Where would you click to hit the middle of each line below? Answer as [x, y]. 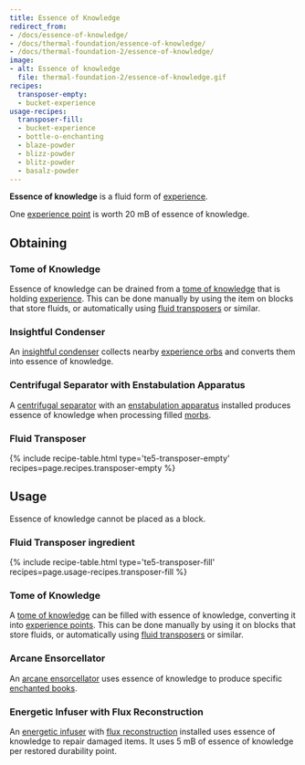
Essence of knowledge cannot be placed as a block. [108, 519]
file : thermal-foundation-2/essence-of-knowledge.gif [122, 78]
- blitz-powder [47, 162]
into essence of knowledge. [62, 362]
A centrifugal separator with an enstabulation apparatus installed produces [150, 405]
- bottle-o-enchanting [61, 137]
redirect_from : [38, 26]
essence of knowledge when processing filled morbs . [110, 414]
